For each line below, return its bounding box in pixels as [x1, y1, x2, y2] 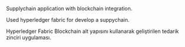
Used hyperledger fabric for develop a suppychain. [6, 16, 130, 23]
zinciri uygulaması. [6, 34, 52, 41]
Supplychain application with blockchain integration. [6, 5, 133, 12]
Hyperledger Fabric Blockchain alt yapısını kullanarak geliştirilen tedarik [6, 28, 179, 35]
